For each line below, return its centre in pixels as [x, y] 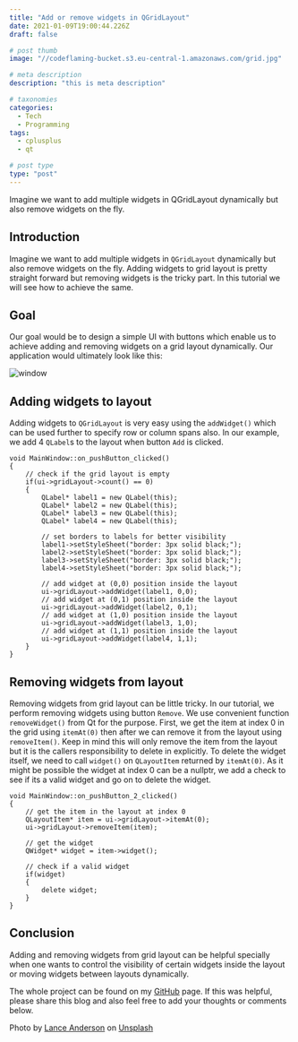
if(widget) [46, 874]
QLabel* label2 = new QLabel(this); [110, 506]
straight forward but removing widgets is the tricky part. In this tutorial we [145, 278]
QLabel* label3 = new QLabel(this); [110, 513]
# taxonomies [34, 99]
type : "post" [34, 174]
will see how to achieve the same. [72, 287]
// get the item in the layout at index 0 [106, 812]
